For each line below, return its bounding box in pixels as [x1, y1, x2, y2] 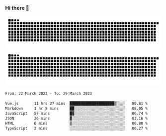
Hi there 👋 [5, 4, 30, 11]
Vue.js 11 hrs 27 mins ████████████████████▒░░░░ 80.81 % [5, 101, 148, 106]
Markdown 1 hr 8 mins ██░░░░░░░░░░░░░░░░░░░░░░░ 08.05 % [5, 106, 148, 111]
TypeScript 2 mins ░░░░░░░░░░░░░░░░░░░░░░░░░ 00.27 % [5, 126, 148, 131]
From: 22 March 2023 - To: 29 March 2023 [5, 91, 92, 96]
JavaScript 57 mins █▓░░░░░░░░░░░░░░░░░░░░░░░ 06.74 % [5, 111, 148, 116]
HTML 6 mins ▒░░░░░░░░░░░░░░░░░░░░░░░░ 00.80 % [5, 121, 148, 126]
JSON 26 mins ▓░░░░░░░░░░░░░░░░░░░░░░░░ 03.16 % [5, 116, 148, 121]
